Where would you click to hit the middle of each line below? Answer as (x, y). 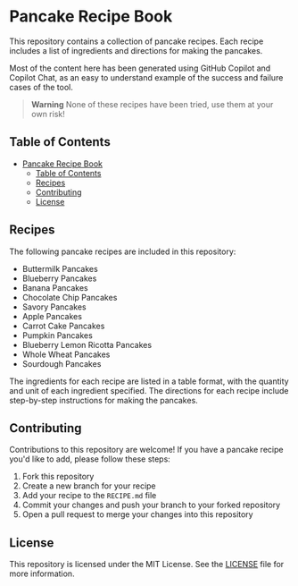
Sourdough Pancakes (62, 363)
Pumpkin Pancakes (58, 335)
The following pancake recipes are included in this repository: (123, 251)
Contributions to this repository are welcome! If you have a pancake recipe (146, 450)
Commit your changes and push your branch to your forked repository (151, 505)
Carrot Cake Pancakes (63, 326)
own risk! (48, 114)
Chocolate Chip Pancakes (70, 297)
